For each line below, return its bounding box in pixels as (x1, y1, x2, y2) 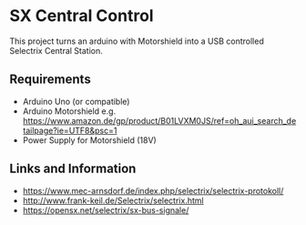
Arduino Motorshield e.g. (22, 106, 117, 117)
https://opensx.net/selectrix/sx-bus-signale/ (22, 204, 189, 215)
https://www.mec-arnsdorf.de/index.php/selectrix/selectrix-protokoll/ (22, 185, 284, 196)
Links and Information (9, 161, 137, 177)
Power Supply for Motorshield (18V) (22, 134, 157, 146)
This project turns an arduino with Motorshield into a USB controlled (9, 36, 264, 46)
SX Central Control (9, 5, 154, 26)
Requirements (9, 72, 91, 87)
